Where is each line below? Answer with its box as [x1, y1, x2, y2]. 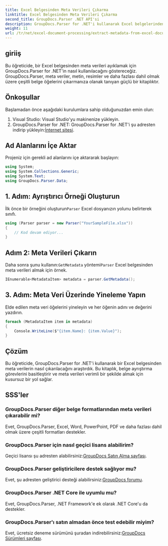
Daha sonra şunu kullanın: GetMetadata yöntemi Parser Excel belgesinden [5, 262, 153, 268]
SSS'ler [5, 391, 29, 399]
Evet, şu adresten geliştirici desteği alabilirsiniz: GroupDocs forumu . [5, 477, 143, 483]
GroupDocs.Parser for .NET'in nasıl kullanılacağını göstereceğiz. [5, 68, 137, 74]
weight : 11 [5, 26, 28, 31]
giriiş [5, 49, 21, 58]
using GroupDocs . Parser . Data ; [5, 179, 68, 184]
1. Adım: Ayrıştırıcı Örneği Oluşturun [5, 192, 120, 201]
